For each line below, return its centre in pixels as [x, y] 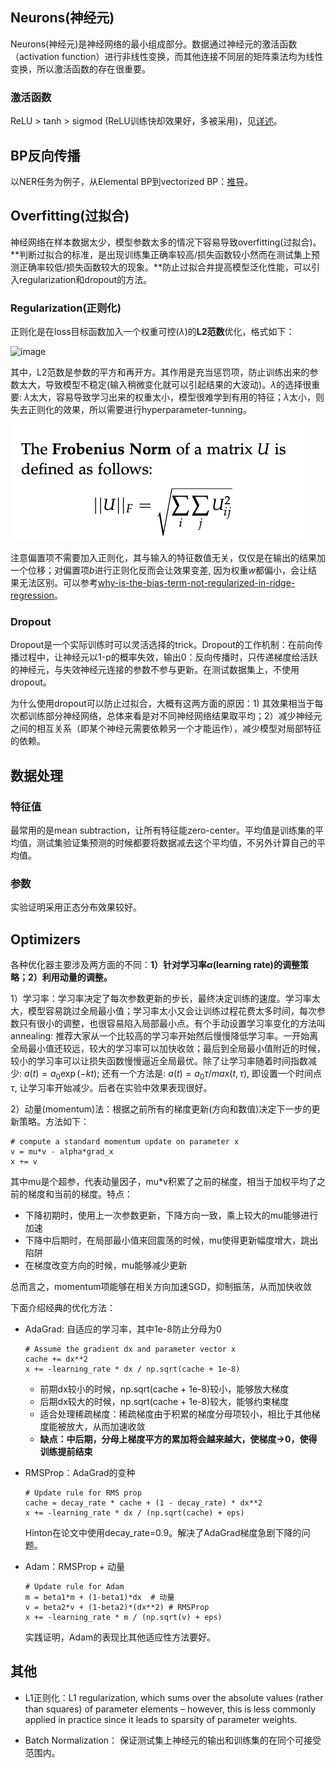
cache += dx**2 [56, 1359]
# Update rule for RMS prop [83, 1493]
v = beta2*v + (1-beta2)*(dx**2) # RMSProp [117, 1607]
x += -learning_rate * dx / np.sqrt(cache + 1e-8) [132, 1369]
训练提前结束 [66, 1451]
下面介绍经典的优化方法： [63, 1307]
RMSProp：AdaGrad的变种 [80, 1472]
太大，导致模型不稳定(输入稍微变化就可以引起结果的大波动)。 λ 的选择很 [165, 385]
